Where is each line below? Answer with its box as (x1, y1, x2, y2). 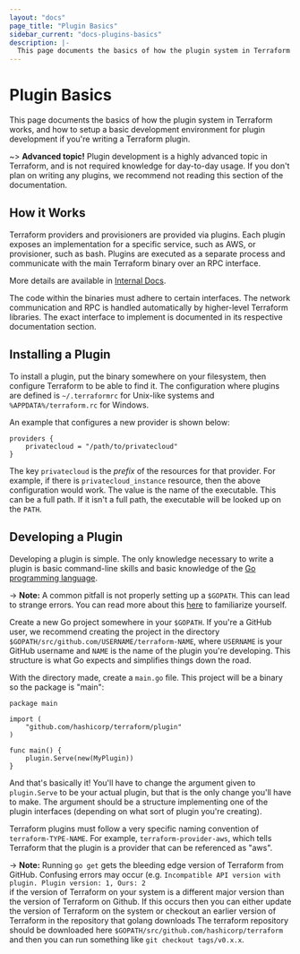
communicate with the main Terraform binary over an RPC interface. (9, 257, 261, 269)
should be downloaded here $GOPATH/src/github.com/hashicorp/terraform (9, 924, 284, 935)
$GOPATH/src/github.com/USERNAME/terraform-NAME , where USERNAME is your (9, 635, 283, 646)
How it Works (9, 205, 86, 220)
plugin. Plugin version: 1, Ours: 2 (9, 879, 146, 888)
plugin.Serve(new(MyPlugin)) (25, 753, 134, 762)
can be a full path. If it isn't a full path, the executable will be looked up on (9, 494, 282, 504)
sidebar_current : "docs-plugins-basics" (9, 30, 163, 39)
